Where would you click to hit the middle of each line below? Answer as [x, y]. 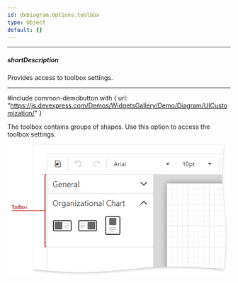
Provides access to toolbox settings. [60, 78]
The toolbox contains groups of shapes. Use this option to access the [109, 127]
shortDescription [33, 59]
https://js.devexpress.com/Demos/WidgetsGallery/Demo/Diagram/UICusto [119, 105]
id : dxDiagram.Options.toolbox [53, 15]
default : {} [25, 30]
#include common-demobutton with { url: [68, 98]
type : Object [27, 22]
